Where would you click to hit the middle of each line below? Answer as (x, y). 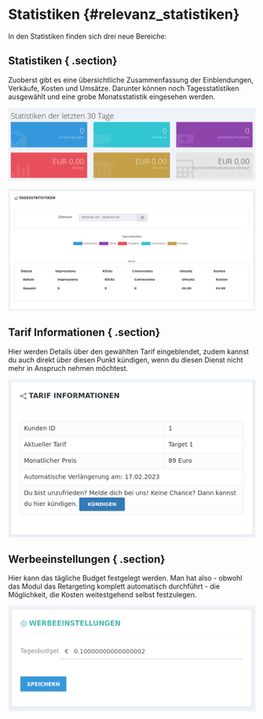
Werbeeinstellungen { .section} (87, 559)
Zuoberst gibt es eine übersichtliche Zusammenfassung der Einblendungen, (131, 79)
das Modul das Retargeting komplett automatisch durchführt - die (114, 586)
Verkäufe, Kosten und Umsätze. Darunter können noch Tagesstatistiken (124, 88)
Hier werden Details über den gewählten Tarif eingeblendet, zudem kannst (129, 351)
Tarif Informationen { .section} (84, 333)
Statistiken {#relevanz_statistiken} (124, 15)
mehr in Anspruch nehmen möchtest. (68, 368)
